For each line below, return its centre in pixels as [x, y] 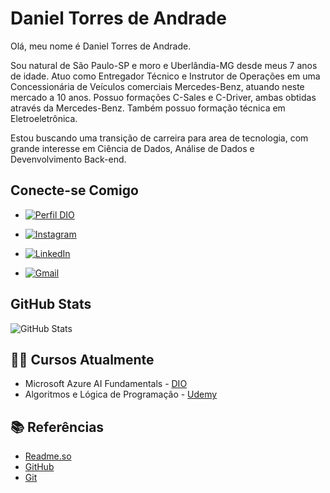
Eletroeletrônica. [44, 118]
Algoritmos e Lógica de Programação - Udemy [121, 394]
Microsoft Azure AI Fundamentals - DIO [106, 384]
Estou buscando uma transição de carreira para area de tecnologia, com [159, 138]
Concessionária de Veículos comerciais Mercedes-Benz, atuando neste [157, 86]
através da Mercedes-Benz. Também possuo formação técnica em [148, 108]
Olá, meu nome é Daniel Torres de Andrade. [101, 46]
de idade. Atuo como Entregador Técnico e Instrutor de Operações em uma [165, 76]
